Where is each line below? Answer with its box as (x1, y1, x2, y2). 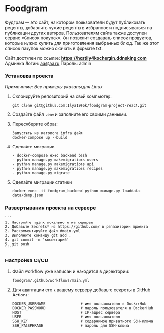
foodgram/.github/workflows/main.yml (12, 278, 90, 283)
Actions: (12, 292, 29, 297)
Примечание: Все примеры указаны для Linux (5, 84, 103, 90)
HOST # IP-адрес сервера (12, 310, 120, 315)
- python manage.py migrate (12, 171, 70, 176)
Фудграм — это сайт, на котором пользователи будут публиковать (5, 19, 146, 25)
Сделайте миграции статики (12, 179, 72, 185)
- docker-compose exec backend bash (12, 153, 87, 158)
